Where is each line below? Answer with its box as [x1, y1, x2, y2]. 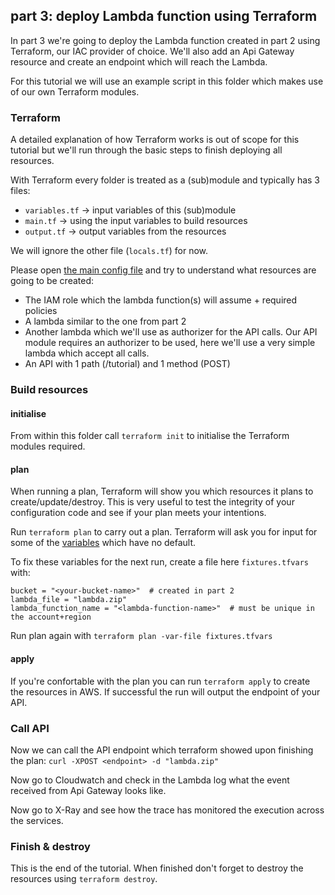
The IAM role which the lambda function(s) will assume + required [24, 294, 298, 306]
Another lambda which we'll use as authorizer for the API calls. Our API [24, 326, 318, 338]
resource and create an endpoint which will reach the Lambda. [10, 55, 268, 68]
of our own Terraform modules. [10, 85, 140, 98]
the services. [10, 814, 64, 826]
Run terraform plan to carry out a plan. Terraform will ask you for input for [10, 526, 318, 538]
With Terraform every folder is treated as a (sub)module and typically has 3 [10, 174, 320, 186]
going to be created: [10, 275, 95, 287]
